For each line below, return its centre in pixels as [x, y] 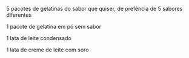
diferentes [19, 15]
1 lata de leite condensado [39, 38]
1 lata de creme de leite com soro [48, 50]
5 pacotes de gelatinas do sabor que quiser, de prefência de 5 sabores [94, 9]
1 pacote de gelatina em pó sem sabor [54, 27]
